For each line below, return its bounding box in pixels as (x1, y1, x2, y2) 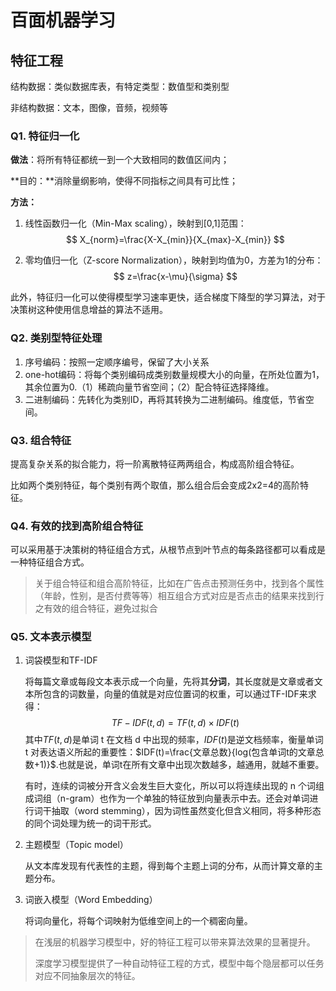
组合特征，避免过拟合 (69, 602, 158, 615)
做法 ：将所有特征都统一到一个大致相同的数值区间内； (10, 154, 230, 166)
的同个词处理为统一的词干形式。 (24, 817, 157, 830)
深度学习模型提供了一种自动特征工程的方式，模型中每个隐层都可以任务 (34, 957, 325, 970)
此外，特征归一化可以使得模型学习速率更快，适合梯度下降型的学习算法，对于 (10, 291, 326, 303)
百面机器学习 (10, 9, 117, 32)
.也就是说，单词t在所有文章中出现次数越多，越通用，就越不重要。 (55, 759, 325, 771)
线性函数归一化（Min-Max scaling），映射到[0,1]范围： (24, 217, 247, 230)
